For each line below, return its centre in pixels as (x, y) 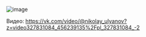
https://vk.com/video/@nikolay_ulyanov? (76, 21)
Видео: (15, 21)
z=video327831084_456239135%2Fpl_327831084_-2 (73, 28)
